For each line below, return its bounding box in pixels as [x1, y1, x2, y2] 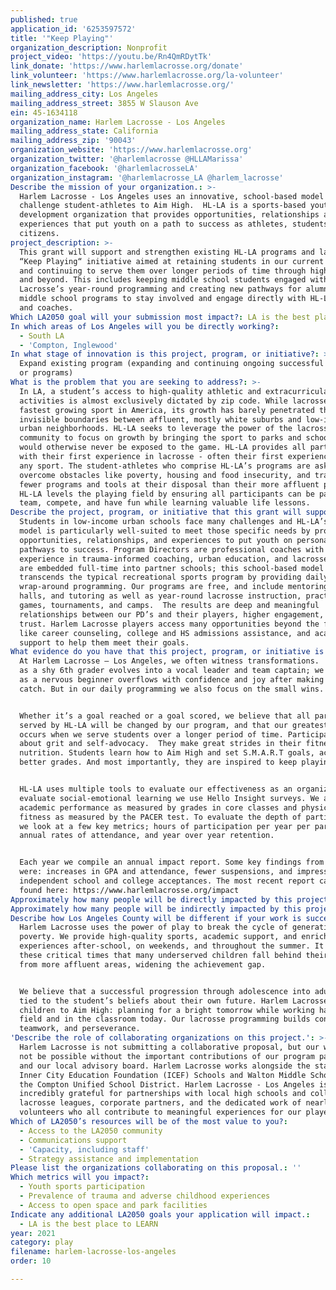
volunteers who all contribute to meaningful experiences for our [19, 1107, 302, 1118]
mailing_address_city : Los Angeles [10, 89, 159, 99]
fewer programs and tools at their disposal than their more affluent [19, 479, 320, 490]
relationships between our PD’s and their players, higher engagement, [19, 609, 325, 620]
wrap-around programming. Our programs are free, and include [19, 582, 284, 592]
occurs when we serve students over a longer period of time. [19, 729, 284, 740]
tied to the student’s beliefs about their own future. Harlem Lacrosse [19, 996, 329, 1006]
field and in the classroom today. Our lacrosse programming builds [19, 1014, 311, 1025]
